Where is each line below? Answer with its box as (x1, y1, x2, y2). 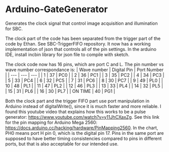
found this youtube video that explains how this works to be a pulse (5, 109, 146, 115)
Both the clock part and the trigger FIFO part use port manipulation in (5, 97, 150, 104)
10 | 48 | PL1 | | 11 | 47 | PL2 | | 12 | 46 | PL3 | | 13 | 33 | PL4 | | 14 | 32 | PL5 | (5, 82, 163, 89)
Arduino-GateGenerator (5, 4, 108, 15)
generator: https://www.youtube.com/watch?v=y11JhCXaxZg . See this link (5, 114, 159, 120)
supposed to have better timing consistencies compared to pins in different (5, 135, 162, 141)
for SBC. (5, 25, 23, 31)
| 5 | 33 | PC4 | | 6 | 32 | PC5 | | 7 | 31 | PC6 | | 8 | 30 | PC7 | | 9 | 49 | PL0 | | (5, 77, 163, 83)
